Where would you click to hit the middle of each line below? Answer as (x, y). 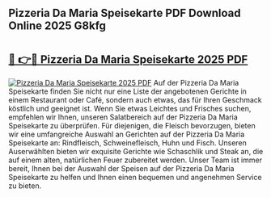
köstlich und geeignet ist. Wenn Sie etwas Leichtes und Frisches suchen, (130, 109)
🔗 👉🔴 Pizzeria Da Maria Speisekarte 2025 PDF (128, 59)
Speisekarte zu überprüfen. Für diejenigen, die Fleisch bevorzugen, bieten (132, 126)
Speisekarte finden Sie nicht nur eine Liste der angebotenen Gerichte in (127, 91)
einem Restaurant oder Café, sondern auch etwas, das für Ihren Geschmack (135, 100)
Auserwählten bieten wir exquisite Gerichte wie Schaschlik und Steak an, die (136, 151)
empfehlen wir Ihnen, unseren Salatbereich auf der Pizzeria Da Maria (123, 117)
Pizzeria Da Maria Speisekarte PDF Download (125, 13)
